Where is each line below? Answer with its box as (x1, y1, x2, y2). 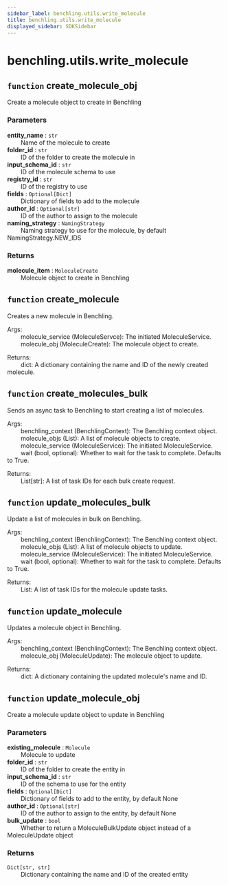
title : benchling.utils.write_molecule (7, 17, 122, 23)
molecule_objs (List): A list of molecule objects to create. (20, 434, 181, 442)
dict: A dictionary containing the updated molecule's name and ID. (20, 672, 207, 680)
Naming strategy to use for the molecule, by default (20, 226, 167, 234)
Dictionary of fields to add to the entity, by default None (20, 795, 179, 803)
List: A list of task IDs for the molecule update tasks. (20, 585, 168, 594)
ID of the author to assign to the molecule (20, 211, 138, 220)
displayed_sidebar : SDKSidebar (7, 23, 97, 30)
